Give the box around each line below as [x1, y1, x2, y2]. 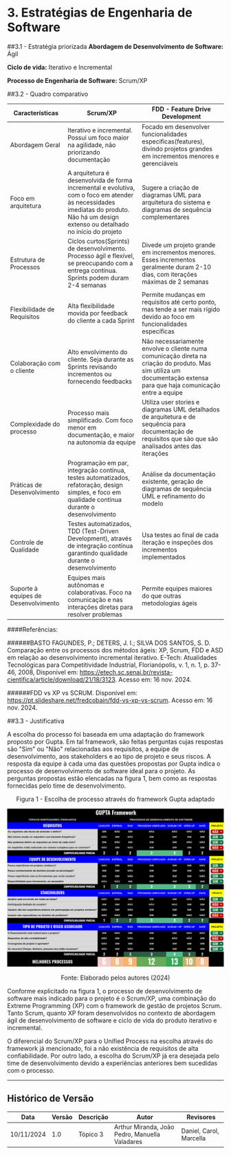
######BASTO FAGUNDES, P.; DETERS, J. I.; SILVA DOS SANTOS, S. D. [7, 639, 211, 647]
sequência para [142, 420, 186, 428]
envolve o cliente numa [142, 344, 208, 353]
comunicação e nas [67, 595, 123, 603]
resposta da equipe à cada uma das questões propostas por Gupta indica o [7, 759, 221, 768]
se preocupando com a [67, 259, 133, 267]
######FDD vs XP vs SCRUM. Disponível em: [7, 689, 137, 697]
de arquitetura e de [142, 412, 196, 420]
